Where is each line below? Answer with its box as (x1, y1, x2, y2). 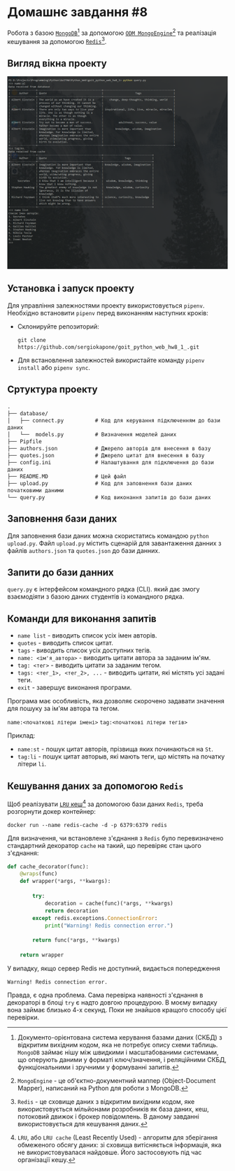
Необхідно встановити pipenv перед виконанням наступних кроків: (7, 308, 208, 317)
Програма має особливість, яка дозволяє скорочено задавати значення (7, 697, 225, 705)
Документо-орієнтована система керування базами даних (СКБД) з (17, 1033, 222, 1042)
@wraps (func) (20, 870, 58, 877)
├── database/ (7, 410, 49, 417)
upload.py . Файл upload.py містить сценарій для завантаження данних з (7, 539, 222, 547)
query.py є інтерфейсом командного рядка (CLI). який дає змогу (7, 585, 200, 594)
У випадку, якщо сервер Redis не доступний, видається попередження (7, 964, 220, 972)
